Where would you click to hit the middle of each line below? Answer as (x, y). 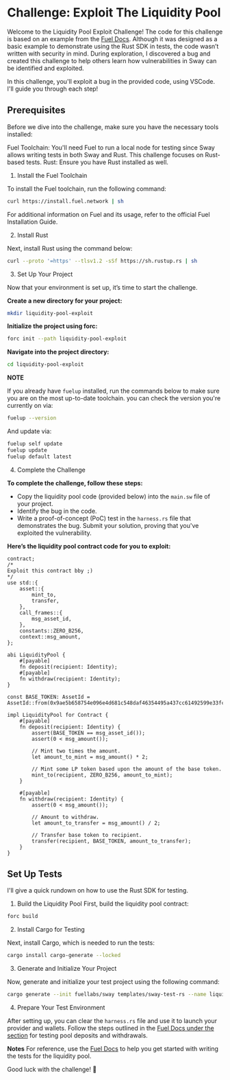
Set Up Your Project (45, 274)
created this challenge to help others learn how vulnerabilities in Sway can (112, 60)
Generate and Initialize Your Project (67, 969)
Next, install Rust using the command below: (70, 248)
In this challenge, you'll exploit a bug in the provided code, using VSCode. (111, 81)
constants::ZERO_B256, (52, 631)
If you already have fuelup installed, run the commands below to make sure (114, 391)
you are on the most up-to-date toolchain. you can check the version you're (114, 398)
